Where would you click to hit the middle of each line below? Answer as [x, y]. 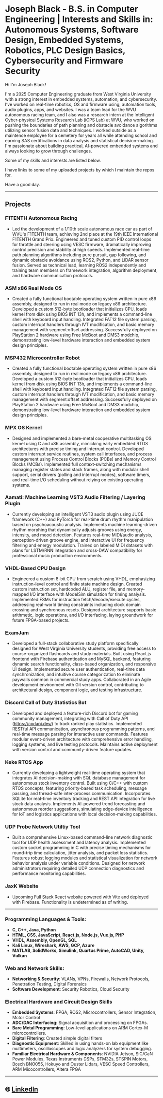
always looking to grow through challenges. [49, 151]
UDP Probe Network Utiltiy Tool [42, 827]
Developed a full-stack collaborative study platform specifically [75, 644]
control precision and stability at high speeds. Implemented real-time [81, 249]
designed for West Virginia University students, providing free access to [84, 648]
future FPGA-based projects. [41, 620]
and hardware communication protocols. [53, 275]
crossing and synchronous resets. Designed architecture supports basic [84, 610]
